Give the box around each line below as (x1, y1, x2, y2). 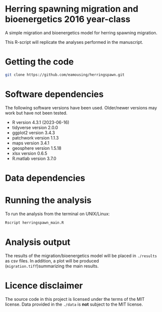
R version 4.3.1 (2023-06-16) (12, 119, 69, 125)
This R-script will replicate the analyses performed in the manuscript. (5, 39, 143, 45)
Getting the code (5, 56, 74, 68)
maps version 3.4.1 (12, 140, 49, 146)
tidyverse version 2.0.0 (12, 124, 58, 130)
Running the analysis (5, 195, 92, 206)
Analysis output (5, 237, 71, 247)
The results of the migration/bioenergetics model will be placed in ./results (5, 253, 157, 259)
